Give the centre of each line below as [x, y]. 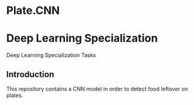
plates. [15, 95]
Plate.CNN [33, 11]
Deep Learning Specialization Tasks [51, 55]
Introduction [30, 74]
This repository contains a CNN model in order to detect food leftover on [97, 89]
